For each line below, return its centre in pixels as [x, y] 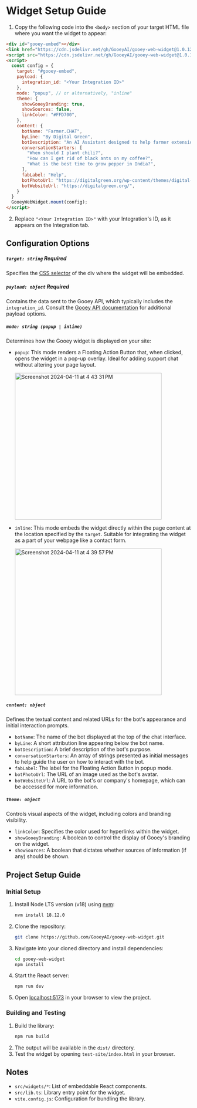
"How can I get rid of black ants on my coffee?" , [90, 159]
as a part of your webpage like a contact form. [71, 540]
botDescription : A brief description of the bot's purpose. [83, 750]
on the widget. [32, 844]
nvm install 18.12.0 [40, 915]
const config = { [33, 66]
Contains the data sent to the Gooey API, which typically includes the [89, 301]
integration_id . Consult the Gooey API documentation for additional [89, 308]
